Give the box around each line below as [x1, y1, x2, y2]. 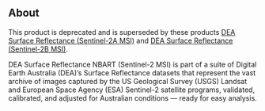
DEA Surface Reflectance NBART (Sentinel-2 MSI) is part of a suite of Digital [8, 59, 257, 69]
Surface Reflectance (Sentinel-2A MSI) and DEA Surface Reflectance [8, 36, 233, 45]
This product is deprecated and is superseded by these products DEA [8, 27, 236, 36]
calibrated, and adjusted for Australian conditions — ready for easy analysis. [8, 93, 257, 102]
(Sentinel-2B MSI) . [8, 44, 69, 54]
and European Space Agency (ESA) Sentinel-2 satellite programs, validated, [8, 85, 256, 94]
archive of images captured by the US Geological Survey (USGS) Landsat [8, 76, 248, 86]
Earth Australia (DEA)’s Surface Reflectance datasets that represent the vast [8, 67, 256, 78]
